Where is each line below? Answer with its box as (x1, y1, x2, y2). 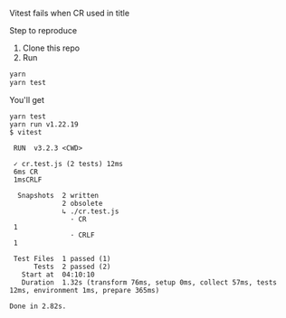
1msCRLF (13, 175, 43, 184)
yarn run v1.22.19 (9, 119, 79, 129)
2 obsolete (62, 199, 103, 208)
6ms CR (13, 167, 39, 176)
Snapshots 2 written (17, 191, 100, 200)
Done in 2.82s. (9, 302, 67, 311)
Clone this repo (22, 42, 80, 53)
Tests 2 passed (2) (33, 262, 111, 271)
